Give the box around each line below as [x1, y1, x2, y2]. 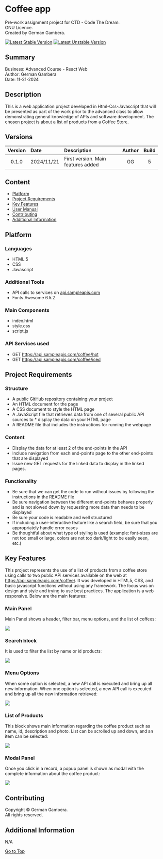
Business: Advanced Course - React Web [5, 66, 88, 72]
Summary [5, 53, 35, 62]
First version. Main [64, 155, 106, 162]
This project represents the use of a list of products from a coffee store [5, 567, 147, 573]
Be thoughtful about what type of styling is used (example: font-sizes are [12, 530, 158, 536]
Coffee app [5, 3, 51, 15]
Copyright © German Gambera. [5, 807, 68, 813]
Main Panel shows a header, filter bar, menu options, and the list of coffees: [5, 616, 156, 622]
